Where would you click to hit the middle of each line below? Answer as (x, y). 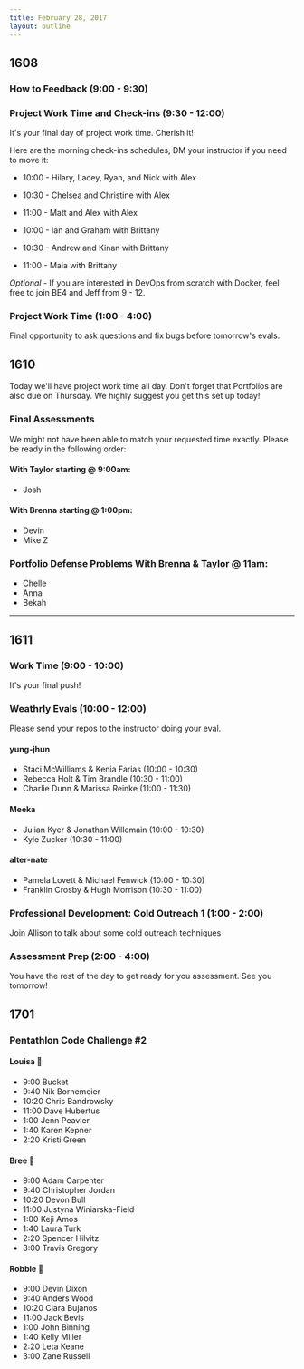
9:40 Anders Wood (58, 1298)
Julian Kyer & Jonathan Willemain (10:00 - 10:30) (113, 830)
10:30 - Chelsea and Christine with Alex (96, 195)
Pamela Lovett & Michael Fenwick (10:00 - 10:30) (114, 879)
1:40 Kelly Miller (52, 1337)
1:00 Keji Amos (50, 1219)
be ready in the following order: (68, 449)
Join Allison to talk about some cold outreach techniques (115, 933)
